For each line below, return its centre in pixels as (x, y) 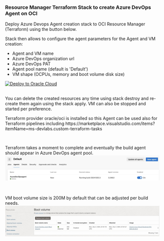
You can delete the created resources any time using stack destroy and (77, 98)
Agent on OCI (21, 13)
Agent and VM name (33, 53)
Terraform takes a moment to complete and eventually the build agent (75, 148)
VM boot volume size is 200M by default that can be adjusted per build (77, 198)
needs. (12, 203)
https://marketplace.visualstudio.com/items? (110, 123)
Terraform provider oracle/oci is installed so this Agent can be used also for (81, 119)
